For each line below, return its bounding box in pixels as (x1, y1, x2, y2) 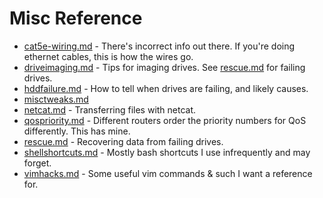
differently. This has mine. (23, 125, 131, 137)
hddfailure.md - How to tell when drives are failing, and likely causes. (23, 82, 309, 94)
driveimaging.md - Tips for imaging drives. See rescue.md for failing (23, 61, 306, 73)
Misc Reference (9, 7, 143, 30)
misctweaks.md (23, 93, 89, 105)
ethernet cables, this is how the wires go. (23, 50, 194, 62)
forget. (23, 157, 52, 169)
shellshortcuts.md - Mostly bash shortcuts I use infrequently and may (23, 146, 311, 158)
